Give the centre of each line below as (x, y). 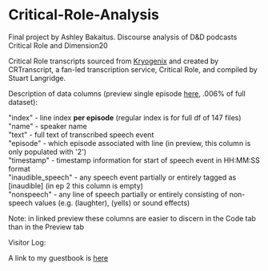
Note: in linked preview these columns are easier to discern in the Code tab (132, 218)
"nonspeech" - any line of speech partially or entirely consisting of (118, 194)
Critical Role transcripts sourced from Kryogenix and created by (114, 61)
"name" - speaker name (48, 126)
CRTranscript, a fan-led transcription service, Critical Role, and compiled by (133, 69)
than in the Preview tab (46, 227)
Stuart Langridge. (37, 78)
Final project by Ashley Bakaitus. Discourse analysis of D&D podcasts (123, 37)
